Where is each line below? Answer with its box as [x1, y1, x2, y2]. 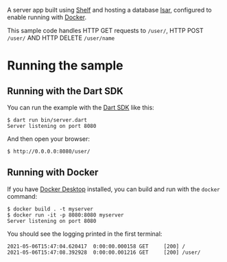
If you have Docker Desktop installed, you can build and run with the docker [7, 185, 221, 193]
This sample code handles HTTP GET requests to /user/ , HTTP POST [7, 27, 204, 34]
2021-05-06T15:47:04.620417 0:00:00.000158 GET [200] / [7, 243, 186, 250]
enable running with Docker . [7, 13, 87, 21]
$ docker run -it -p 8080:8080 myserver [7, 211, 125, 219]
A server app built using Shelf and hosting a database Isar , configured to [7, 6, 213, 14]
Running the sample [7, 58, 123, 74]
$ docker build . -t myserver [7, 206, 94, 212]
